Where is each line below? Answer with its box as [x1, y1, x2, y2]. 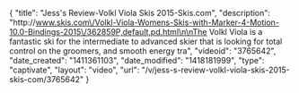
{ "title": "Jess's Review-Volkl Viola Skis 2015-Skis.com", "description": [9, 8, 271, 18]
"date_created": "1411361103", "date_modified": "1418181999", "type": [9, 55, 265, 65]
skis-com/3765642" [9, 74, 84, 84]
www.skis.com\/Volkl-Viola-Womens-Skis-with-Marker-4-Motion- [35, 17, 280, 28]
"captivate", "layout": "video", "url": [9, 64, 140, 75]
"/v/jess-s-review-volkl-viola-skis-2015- [141, 64, 290, 75]
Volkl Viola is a [208, 27, 263, 37]
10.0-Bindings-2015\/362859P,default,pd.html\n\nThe [9, 27, 207, 37]
